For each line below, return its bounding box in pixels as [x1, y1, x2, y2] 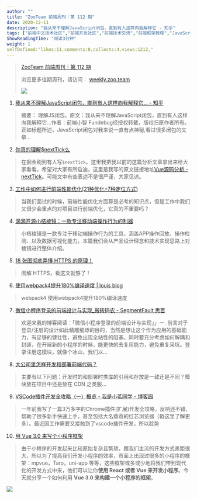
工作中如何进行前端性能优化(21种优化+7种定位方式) [15, 185, 139, 192]
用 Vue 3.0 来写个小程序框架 [15, 432, 84, 439]
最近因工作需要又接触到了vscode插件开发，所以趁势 [33, 420, 160, 427]
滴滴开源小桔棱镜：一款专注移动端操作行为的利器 [15, 217, 133, 224]
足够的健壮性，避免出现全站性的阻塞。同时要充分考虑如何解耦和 [36, 334, 191, 341]
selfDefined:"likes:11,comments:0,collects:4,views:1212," [6, 47, 154, 53]
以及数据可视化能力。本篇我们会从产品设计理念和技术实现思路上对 [31, 237, 191, 244]
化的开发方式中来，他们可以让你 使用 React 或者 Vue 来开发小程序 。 [20, 466, 184, 473]
